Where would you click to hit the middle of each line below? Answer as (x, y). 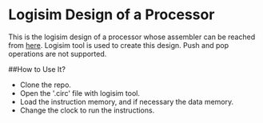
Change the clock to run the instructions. (87, 110)
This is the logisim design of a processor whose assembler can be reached (132, 37)
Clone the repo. (46, 85)
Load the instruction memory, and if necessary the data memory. (127, 101)
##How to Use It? (37, 69)
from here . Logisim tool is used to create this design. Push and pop (119, 45)
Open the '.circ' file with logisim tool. (80, 93)
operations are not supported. (58, 54)
